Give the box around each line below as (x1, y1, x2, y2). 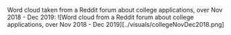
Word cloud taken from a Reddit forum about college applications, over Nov (7, 6, 223, 14)
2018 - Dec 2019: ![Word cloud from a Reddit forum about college (7, 13, 194, 21)
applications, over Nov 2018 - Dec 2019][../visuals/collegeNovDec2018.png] (7, 21, 225, 28)
